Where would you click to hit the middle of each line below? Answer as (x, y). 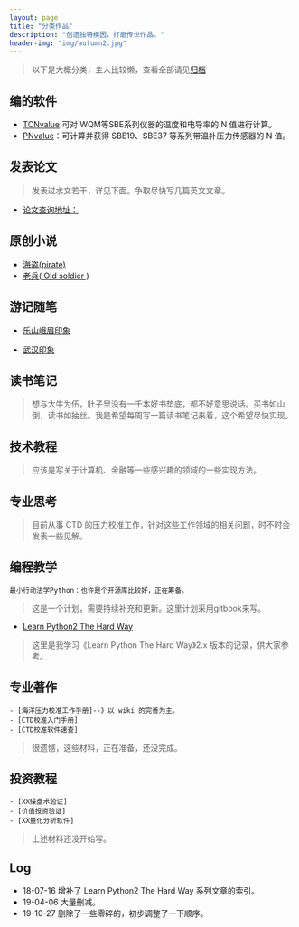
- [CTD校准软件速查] (44, 730)
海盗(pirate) (44, 264)
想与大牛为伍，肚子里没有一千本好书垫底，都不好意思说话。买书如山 (158, 404)
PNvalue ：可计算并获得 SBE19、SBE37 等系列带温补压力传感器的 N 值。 (156, 136)
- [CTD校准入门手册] (44, 720)
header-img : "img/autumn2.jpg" (68, 43)
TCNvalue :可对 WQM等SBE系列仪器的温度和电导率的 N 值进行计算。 (149, 125)
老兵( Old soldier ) (56, 276)
